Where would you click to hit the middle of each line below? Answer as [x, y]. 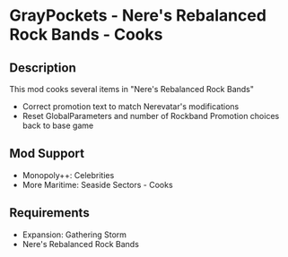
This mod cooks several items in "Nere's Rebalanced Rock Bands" [131, 89]
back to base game [58, 125]
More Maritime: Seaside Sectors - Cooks [97, 184]
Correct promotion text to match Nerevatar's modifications [131, 107]
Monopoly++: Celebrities [68, 175]
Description [43, 68]
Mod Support [47, 154]
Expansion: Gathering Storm [74, 235]
